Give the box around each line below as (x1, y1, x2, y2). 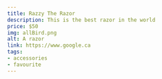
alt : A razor (7, 36, 45, 43)
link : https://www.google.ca (7, 42, 91, 49)
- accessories (7, 55, 48, 62)
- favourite (7, 61, 41, 68)
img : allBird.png (7, 29, 57, 36)
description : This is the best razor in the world (7, 16, 156, 23)
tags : (7, 49, 23, 56)
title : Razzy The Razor (7, 10, 76, 17)
